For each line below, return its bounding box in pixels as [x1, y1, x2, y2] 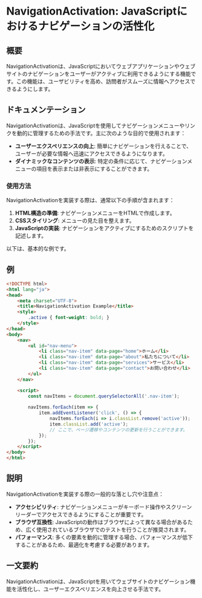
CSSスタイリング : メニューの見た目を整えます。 [15, 217, 135, 225]
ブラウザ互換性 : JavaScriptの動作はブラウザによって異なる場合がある [15, 518, 187, 525]
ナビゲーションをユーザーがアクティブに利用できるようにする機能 [27, 70, 191, 77]
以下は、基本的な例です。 [6, 245, 70, 252]
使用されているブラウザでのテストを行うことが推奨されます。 [36, 526, 189, 533]
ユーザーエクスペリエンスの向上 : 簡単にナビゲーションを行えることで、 [15, 142, 192, 149]
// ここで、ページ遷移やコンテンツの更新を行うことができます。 [49, 427, 187, 433]
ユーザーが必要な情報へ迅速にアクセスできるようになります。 [15, 149, 168, 157]
